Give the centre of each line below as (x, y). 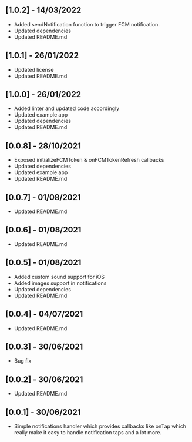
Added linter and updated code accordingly (67, 108)
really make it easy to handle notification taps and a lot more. (88, 432)
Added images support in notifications (60, 283)
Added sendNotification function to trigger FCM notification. (87, 24)
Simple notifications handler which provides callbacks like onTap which (100, 426)
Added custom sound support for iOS (59, 277)
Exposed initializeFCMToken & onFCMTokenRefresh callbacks (89, 160)
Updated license (34, 69)
